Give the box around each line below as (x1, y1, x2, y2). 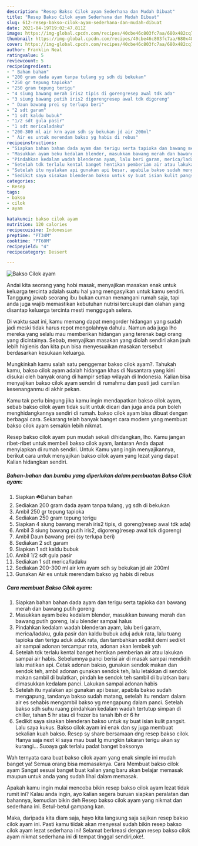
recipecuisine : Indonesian (6, 227, 73, 233)
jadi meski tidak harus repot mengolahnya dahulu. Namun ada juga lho (6, 324, 177, 331)
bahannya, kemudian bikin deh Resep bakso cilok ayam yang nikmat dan (6, 797, 183, 804)
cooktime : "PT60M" (6, 238, 52, 244)
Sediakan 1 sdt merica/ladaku (15, 558, 87, 565)
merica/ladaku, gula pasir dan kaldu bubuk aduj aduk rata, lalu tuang (15, 630, 182, 637)
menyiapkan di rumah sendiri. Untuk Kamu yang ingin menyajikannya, (6, 446, 176, 453)
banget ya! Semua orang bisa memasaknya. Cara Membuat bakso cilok (6, 760, 179, 768)
